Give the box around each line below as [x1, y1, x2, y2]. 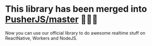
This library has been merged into [5, 3, 148, 15]
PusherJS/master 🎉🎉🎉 [5, 14, 98, 25]
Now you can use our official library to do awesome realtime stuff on [5, 30, 146, 36]
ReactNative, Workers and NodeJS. [5, 35, 78, 41]
